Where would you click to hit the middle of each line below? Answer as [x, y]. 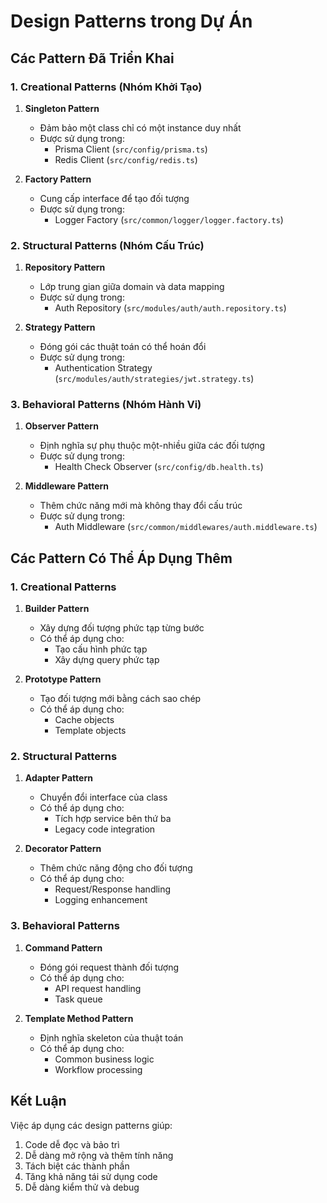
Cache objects [84, 720]
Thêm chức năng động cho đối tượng [116, 868]
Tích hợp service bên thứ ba [113, 819]
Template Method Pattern [79, 1018]
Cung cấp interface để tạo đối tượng [114, 198]
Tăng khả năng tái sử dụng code [91, 1176]
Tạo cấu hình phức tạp [101, 649]
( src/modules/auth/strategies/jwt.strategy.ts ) [154, 379]
